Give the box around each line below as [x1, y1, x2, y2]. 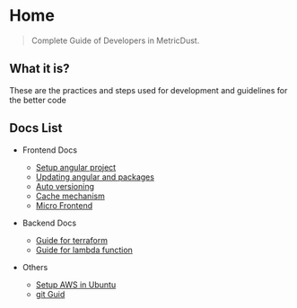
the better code [9, 94, 67, 105]
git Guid [35, 288, 66, 299]
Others [22, 261, 48, 272]
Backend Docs [22, 217, 77, 228]
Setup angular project [35, 162, 117, 172]
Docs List [9, 120, 63, 136]
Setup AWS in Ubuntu [35, 279, 117, 290]
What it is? [9, 61, 70, 76]
